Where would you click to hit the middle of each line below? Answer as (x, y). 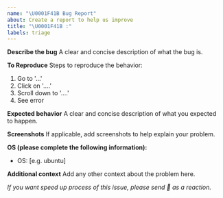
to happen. (22, 121)
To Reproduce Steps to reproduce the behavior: (75, 65)
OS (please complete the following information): (77, 147)
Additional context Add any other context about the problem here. (101, 174)
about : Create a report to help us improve (70, 20)
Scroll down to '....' (43, 93)
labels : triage (29, 33)
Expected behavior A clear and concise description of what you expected (112, 114)
